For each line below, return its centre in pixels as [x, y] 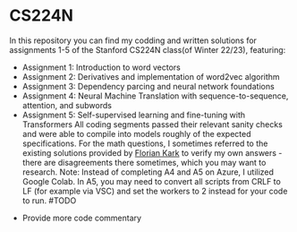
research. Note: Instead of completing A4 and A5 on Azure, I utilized [148, 172]
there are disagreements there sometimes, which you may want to [144, 162]
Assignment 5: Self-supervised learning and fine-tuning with [134, 115]
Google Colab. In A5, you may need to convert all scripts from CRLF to [152, 181]
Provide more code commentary [81, 218]
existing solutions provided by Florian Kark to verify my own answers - [152, 152]
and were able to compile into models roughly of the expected [137, 133]
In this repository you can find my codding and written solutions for [133, 40]
